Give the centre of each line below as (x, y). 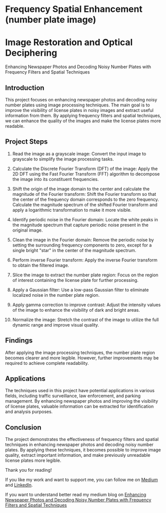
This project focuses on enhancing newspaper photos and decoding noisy (81, 99)
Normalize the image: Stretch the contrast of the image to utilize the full (85, 320)
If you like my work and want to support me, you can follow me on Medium (82, 480)
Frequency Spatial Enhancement (74, 9)
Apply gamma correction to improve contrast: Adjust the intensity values (86, 305)
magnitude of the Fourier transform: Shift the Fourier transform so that (84, 194)
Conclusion (23, 427)
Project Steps (27, 142)
